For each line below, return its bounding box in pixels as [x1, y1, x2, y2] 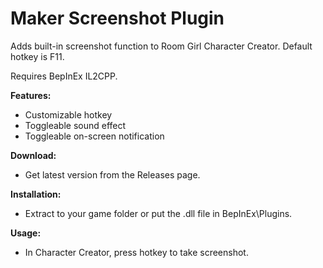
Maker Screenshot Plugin [10, 7, 225, 30]
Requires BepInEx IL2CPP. [10, 70, 118, 82]
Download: [10, 149, 57, 161]
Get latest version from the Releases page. [24, 168, 201, 181]
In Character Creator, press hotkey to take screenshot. [24, 246, 249, 258]
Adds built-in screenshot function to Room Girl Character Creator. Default [10, 40, 313, 52]
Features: [10, 89, 52, 101]
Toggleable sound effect [24, 119, 127, 131]
